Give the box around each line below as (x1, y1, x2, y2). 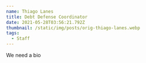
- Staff (11, 36, 30, 41)
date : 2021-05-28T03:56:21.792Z (6, 19, 85, 25)
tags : (6, 30, 19, 36)
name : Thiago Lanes (6, 8, 54, 15)
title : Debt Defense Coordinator (6, 14, 88, 20)
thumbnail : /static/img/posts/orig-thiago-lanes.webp (6, 24, 141, 31)
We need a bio (6, 52, 41, 58)
